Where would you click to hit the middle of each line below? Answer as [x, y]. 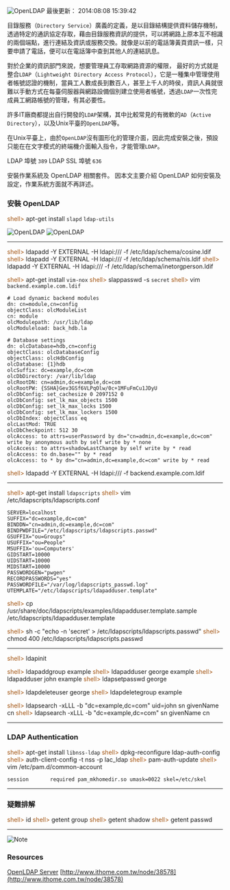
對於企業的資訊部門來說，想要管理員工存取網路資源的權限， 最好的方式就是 [113, 66]
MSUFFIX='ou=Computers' [41, 549]
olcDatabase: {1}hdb [37, 364]
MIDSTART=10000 [29, 567]
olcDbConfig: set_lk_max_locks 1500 [59, 407]
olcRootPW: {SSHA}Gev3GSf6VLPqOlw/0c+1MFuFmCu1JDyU [82, 388]
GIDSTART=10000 [29, 555]
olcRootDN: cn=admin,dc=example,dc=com [64, 383]
